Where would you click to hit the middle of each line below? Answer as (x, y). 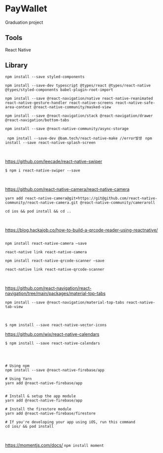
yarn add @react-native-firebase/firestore (50, 413)
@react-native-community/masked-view (72, 107)
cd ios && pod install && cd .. (38, 211)
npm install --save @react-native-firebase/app (55, 370)
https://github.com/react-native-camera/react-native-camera (67, 189)
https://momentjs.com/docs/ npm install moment (55, 445)
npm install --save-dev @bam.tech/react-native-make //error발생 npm (80, 138)
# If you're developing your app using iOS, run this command (70, 422)
